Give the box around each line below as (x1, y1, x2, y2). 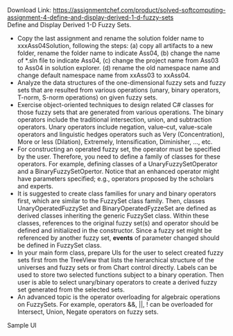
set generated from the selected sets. (17, 285, 125, 294)
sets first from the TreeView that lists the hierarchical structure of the (17, 256, 215, 264)
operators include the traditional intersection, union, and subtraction (17, 115, 212, 124)
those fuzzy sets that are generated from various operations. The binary (17, 108, 224, 116)
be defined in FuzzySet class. (17, 241, 102, 249)
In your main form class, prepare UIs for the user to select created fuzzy (17, 248, 224, 257)
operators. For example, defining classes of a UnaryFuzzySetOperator (17, 160, 218, 168)
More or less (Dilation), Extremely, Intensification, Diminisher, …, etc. (17, 138, 213, 145)
